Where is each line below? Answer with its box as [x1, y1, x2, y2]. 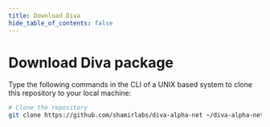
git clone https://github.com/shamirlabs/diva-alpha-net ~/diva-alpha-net [8, 111, 264, 120]
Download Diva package [8, 54, 174, 72]
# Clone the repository [8, 104, 88, 112]
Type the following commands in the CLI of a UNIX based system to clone [8, 80, 253, 89]
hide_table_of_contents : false [8, 19, 113, 27]
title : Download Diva [8, 11, 81, 20]
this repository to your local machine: [8, 89, 132, 98]
